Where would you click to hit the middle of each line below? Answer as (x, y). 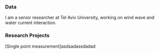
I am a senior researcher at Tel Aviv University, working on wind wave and (80, 18)
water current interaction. (31, 23)
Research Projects (27, 35)
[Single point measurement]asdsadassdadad (50, 46)
